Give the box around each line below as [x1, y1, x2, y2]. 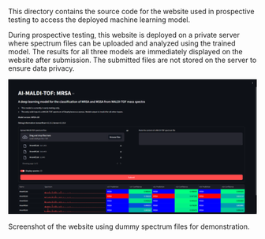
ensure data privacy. [8, 64, 75, 73]
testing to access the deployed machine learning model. [8, 15, 191, 24]
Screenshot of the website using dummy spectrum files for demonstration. [8, 222, 250, 231]
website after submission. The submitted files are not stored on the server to [8, 55, 257, 64]
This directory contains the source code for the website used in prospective [8, 7, 255, 16]
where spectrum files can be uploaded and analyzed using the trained [8, 39, 236, 48]
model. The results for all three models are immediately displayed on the [8, 47, 243, 56]
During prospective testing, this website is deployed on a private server [8, 31, 241, 39]
